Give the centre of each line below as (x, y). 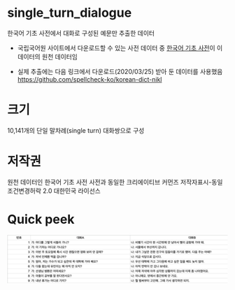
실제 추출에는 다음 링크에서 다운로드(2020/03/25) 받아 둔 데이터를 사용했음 (120, 71)
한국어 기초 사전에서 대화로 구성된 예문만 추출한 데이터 (81, 33)
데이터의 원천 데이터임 (48, 57)
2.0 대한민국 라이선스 (72, 191)
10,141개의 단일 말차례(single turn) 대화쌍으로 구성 (76, 130)
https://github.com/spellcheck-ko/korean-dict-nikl (90, 79)
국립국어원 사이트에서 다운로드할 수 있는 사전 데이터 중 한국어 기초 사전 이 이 (120, 48)
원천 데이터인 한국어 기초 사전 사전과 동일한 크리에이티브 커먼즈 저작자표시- (109, 182)
